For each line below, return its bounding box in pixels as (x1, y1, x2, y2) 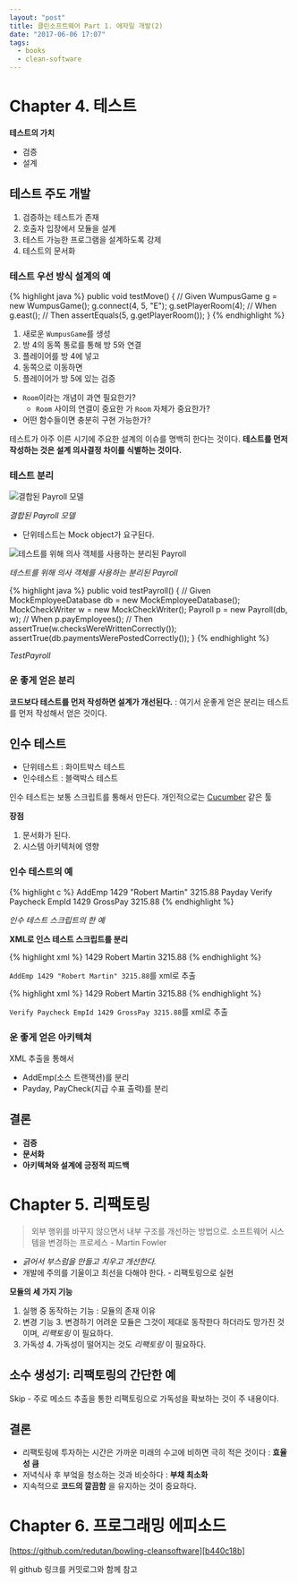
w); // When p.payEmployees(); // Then (9, 614, 154, 625)
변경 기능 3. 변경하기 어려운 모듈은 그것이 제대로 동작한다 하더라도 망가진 (21, 1316, 276, 1327)
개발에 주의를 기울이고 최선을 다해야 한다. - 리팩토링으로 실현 (21, 1267, 234, 1278)
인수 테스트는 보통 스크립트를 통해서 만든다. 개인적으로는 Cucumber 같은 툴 (9, 791, 273, 802)
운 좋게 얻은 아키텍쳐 (9, 1031, 92, 1043)
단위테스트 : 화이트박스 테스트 (21, 762, 126, 773)
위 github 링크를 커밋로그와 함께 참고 (9, 1564, 138, 1575)
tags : (9, 38, 30, 47)
